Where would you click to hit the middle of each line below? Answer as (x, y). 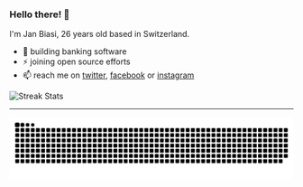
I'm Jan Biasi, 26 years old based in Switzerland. (100, 34)
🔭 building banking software (74, 51)
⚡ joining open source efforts (76, 61)
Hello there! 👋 (40, 14)
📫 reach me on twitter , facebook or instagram (108, 75)
